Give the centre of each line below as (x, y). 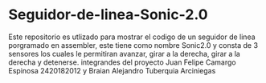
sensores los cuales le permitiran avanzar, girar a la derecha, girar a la (125, 53)
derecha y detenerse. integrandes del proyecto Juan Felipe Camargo (122, 62)
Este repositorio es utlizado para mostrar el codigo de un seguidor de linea (132, 37)
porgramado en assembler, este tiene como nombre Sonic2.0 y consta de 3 (133, 45)
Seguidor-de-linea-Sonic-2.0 (108, 15)
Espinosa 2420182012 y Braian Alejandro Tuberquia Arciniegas (112, 70)
